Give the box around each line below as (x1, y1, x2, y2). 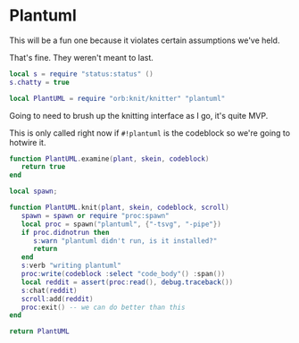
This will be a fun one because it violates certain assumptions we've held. (9, 35, 280, 46)
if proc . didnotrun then (21, 228, 110, 237)
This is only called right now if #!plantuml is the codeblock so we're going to (9, 127, 291, 138)
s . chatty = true (9, 78, 70, 87)
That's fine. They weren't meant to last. (9, 52, 154, 63)
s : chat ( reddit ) (21, 286, 78, 295)
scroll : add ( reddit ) (21, 294, 94, 304)
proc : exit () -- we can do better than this (21, 303, 186, 312)
